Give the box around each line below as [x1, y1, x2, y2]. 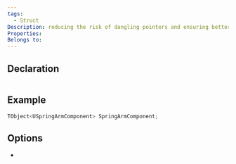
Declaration [7, 63, 60, 75]
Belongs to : [7, 37, 42, 44]
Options [7, 132, 44, 144]
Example [7, 94, 46, 106]
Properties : [7, 30, 42, 37]
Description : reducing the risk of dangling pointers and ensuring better [7, 23, 231, 30]
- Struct [13, 17, 39, 24]
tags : [7, 10, 23, 18]
